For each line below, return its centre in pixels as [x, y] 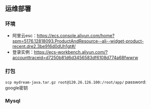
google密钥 [16, 87]
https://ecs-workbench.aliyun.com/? [71, 52]
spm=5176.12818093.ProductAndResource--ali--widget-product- [78, 41]
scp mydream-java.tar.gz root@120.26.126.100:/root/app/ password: [76, 82]
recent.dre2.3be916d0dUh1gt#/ [44, 46]
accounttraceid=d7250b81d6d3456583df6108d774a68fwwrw [75, 57]
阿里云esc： [25, 35]
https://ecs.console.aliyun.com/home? [75, 35]
